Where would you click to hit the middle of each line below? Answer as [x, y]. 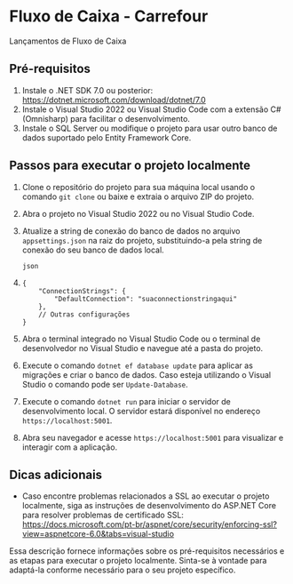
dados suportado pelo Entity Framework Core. [107, 137]
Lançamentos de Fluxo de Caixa [68, 41]
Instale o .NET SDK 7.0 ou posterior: [87, 90]
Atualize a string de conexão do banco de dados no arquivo [131, 231]
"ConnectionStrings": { [82, 291]
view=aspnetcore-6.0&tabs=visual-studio [98, 534]
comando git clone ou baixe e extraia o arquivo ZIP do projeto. [138, 196]
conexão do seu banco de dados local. [93, 250]
